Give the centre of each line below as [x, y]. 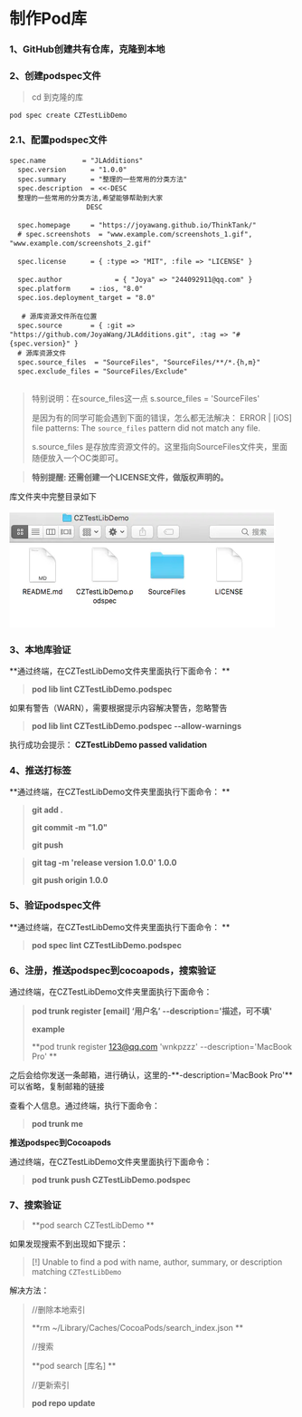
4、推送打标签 [41, 770]
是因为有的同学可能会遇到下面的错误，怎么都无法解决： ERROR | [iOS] [161, 417]
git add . [47, 810]
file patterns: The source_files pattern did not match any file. [146, 428]
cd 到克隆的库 [57, 97]
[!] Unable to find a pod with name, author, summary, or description [157, 1262]
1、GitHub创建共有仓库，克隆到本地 [87, 49]
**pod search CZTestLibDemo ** [93, 1226]
